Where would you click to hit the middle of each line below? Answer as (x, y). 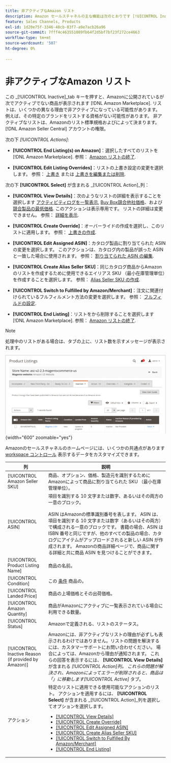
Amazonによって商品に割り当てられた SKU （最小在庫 (105, 481)
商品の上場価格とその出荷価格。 (82, 593)
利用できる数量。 (66, 612)
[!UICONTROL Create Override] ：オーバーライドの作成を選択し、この (86, 226)
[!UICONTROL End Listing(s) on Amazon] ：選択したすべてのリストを (85, 150)
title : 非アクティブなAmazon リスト (40, 11)
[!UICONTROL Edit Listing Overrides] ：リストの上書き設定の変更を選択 (88, 167)
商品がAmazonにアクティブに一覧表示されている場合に (105, 605)
